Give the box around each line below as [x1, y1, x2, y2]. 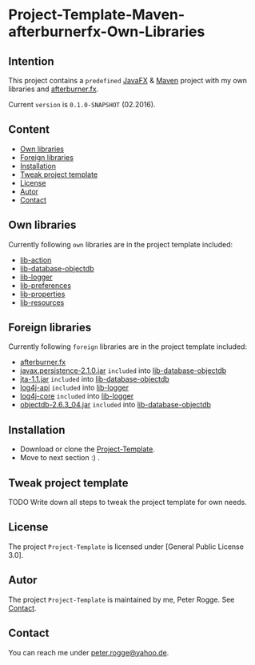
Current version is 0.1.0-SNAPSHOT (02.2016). [8, 100, 156, 109]
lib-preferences [19, 280, 72, 290]
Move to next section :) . [19, 453, 100, 463]
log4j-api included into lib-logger [19, 383, 129, 393]
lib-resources [19, 298, 65, 307]
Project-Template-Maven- [8, 6, 185, 24]
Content [8, 122, 50, 137]
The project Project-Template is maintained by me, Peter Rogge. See [8, 595, 235, 604]
